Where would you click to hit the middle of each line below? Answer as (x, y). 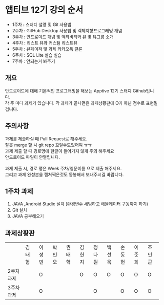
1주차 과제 (19, 191)
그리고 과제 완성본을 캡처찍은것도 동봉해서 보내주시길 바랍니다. (64, 174)
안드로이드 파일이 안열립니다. (32, 157)
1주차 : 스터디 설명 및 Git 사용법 (42, 24)
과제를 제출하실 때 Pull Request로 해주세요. (46, 139)
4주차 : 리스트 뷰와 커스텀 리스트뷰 (45, 43)
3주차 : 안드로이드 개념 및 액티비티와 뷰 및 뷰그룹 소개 (63, 37)
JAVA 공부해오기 (28, 216)
